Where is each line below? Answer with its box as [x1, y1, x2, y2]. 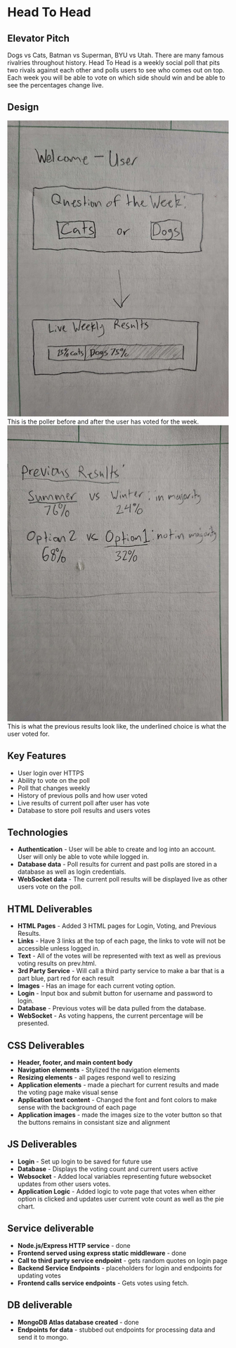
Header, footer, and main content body [17, 1058, 133, 1067]
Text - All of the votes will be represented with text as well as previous [17, 952, 221, 960]
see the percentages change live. [7, 81, 104, 89]
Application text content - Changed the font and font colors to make [17, 1096, 217, 1104]
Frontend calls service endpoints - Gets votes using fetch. [17, 1278, 189, 1287]
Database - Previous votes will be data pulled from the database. [17, 1004, 206, 1013]
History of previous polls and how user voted [17, 791, 148, 800]
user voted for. [7, 729, 50, 738]
